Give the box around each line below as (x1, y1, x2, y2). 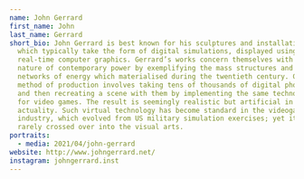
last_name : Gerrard (9, 30, 83, 39)
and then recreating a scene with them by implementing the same (17, 89, 270, 98)
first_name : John (9, 22, 75, 31)
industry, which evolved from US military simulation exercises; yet (17, 114, 285, 123)
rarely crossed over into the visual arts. (17, 123, 184, 132)
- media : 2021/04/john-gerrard (17, 139, 136, 148)
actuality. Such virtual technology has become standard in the (17, 106, 265, 115)
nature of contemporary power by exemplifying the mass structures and (17, 64, 294, 73)
